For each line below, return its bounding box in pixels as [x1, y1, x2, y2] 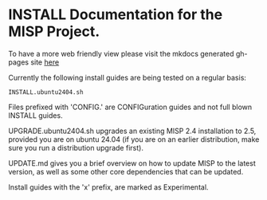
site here [30, 57, 60, 67]
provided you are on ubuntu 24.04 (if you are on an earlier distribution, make [8, 134, 260, 144]
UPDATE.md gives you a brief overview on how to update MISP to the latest [8, 158, 257, 168]
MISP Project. [8, 22, 100, 41]
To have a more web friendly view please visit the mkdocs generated [8, 49, 234, 58]
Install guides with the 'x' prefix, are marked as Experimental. [8, 182, 209, 192]
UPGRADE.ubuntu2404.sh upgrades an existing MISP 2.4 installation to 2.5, [8, 126, 257, 135]
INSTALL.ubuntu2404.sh [8, 88, 84, 96]
